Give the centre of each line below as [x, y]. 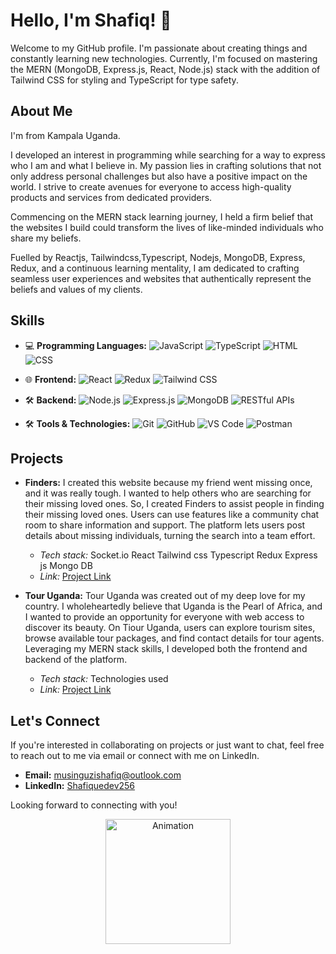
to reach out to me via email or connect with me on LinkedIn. [135, 756]
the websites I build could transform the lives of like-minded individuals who [167, 227]
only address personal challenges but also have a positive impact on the [159, 176]
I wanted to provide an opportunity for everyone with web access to [164, 617]
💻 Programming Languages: [85, 345]
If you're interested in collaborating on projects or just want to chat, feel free [167, 745]
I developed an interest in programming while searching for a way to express [168, 155]
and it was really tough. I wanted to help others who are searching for [168, 493]
